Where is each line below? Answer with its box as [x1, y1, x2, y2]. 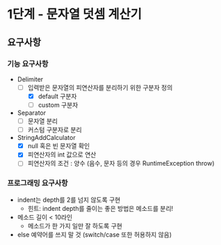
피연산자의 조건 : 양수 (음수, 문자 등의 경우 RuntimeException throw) [27, 159, 215, 168]
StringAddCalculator [17, 134, 76, 142]
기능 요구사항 [7, 58, 49, 68]
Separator [17, 109, 47, 117]
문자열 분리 [27, 117, 58, 125]
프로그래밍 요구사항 [7, 178, 68, 188]
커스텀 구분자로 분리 [27, 126, 82, 134]
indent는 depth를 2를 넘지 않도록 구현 [17, 196, 121, 204]
